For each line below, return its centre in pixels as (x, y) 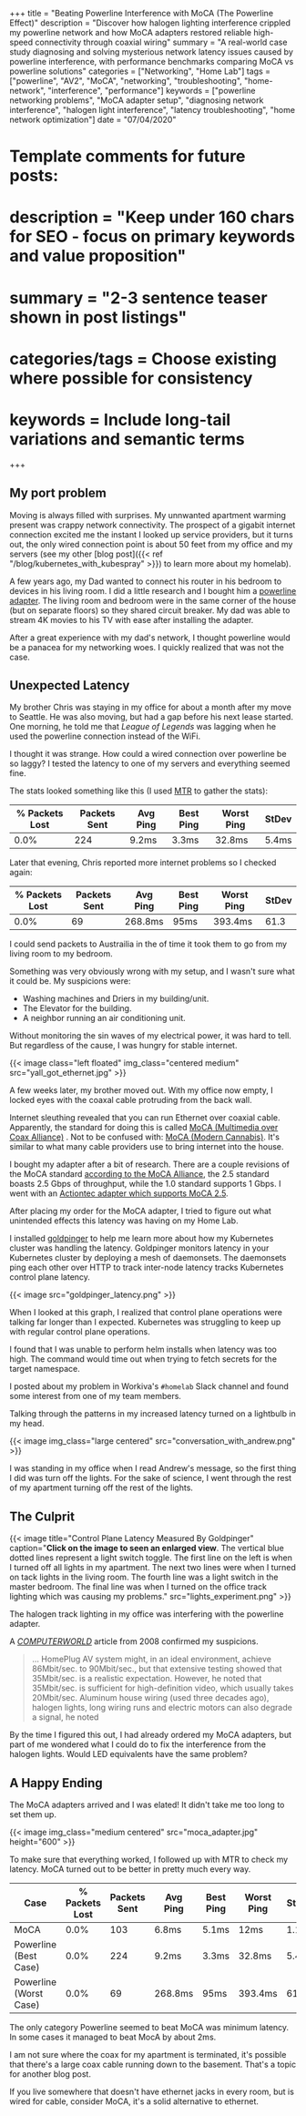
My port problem (58, 493)
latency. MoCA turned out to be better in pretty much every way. (130, 1869)
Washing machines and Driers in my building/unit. (116, 999)
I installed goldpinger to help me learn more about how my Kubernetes (142, 1239)
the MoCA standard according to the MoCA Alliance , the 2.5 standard (139, 1174)
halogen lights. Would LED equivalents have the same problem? (128, 1754)
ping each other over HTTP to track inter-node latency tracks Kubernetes (147, 1268)
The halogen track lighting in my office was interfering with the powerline (147, 1614)
